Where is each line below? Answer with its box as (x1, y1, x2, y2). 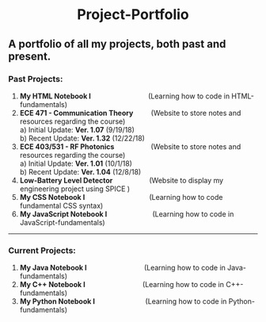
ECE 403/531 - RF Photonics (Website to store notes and (19, 141, 241, 151)
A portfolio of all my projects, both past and (8, 37, 226, 51)
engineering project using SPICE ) (19, 184, 131, 194)
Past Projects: (8, 73, 63, 84)
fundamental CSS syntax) (19, 201, 104, 210)
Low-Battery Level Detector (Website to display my (19, 175, 224, 185)
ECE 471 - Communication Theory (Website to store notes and (19, 108, 241, 117)
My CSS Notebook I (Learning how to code (19, 192, 223, 201)
